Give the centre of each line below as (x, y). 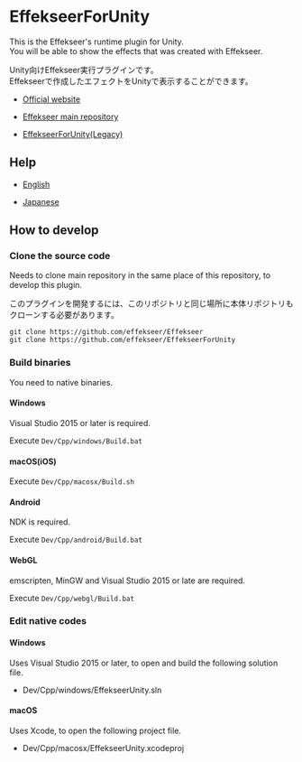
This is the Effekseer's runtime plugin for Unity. (97, 42)
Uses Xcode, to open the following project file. (96, 730)
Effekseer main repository (70, 116)
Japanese (41, 201)
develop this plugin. (46, 285)
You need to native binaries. (61, 382)
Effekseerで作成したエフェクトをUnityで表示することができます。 (132, 81)
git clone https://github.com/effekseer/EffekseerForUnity (123, 340)
